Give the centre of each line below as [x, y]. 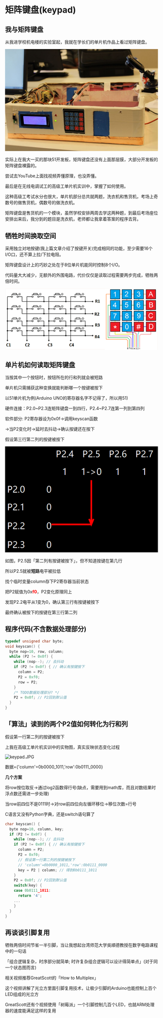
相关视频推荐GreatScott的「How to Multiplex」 [52, 978]
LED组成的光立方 [22, 994]
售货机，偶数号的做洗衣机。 [49, 203]
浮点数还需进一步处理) [27, 793]
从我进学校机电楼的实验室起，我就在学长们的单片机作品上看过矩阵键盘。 [77, 42]
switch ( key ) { [28, 885]
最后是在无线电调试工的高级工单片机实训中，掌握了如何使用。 [67, 186]
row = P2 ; [28, 682]
